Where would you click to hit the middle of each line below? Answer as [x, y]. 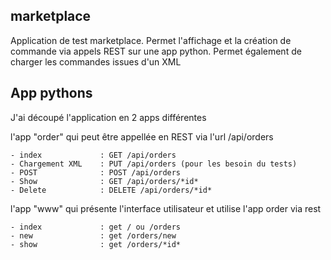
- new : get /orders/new [93, 235]
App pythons [51, 93]
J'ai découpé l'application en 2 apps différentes [108, 117]
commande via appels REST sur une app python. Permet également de [156, 51]
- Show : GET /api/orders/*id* [104, 181]
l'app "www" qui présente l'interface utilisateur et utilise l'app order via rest [166, 208]
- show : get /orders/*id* [96, 244]
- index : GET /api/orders [93, 155]
